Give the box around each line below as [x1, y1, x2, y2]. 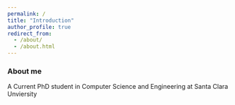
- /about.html [13, 43, 55, 50]
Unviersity [7, 89, 38, 99]
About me [7, 66, 42, 76]
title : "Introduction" [7, 17, 74, 24]
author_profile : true [7, 23, 71, 30]
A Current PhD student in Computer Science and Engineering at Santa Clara [7, 82, 229, 91]
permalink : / [7, 10, 46, 18]
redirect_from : [7, 30, 52, 37]
